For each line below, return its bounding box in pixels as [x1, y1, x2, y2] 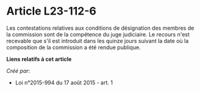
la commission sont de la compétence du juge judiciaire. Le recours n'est [6, 30, 190, 38]
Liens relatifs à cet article [6, 55, 72, 62]
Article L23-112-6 [6, 4, 96, 18]
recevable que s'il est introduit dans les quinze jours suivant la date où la [6, 37, 189, 44]
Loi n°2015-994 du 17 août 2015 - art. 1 [15, 79, 113, 86]
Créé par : [6, 67, 30, 74]
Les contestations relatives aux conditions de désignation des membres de [6, 24, 195, 32]
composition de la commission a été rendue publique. [6, 44, 141, 51]
